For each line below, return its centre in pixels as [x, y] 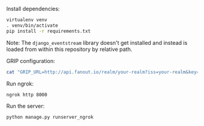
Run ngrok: [20, 84]
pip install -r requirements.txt [49, 31]
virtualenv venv [27, 20]
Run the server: [25, 106]
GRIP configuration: [31, 61]
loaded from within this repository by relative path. [69, 49]
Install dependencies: [33, 9]
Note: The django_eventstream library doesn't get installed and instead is [97, 42]
